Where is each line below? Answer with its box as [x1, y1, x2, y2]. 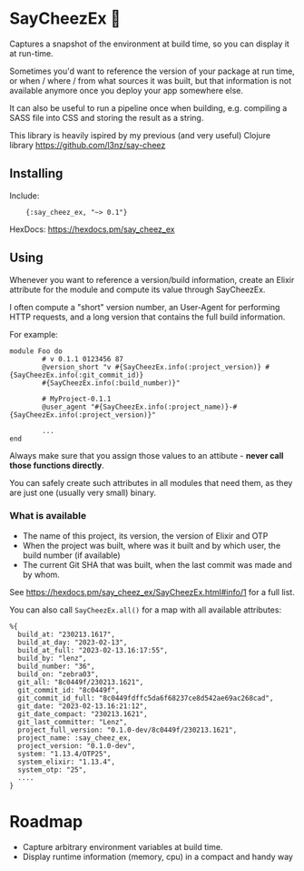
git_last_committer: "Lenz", [17, 717, 128, 726]
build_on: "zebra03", [17, 669, 100, 679]
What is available [9, 510, 87, 522]
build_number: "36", [17, 662, 95, 671]
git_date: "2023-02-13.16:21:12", [17, 701, 148, 711]
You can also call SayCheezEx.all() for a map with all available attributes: [9, 604, 282, 615]
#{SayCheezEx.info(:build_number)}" [42, 378, 181, 388]
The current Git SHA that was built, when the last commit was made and [22, 559, 292, 570]
